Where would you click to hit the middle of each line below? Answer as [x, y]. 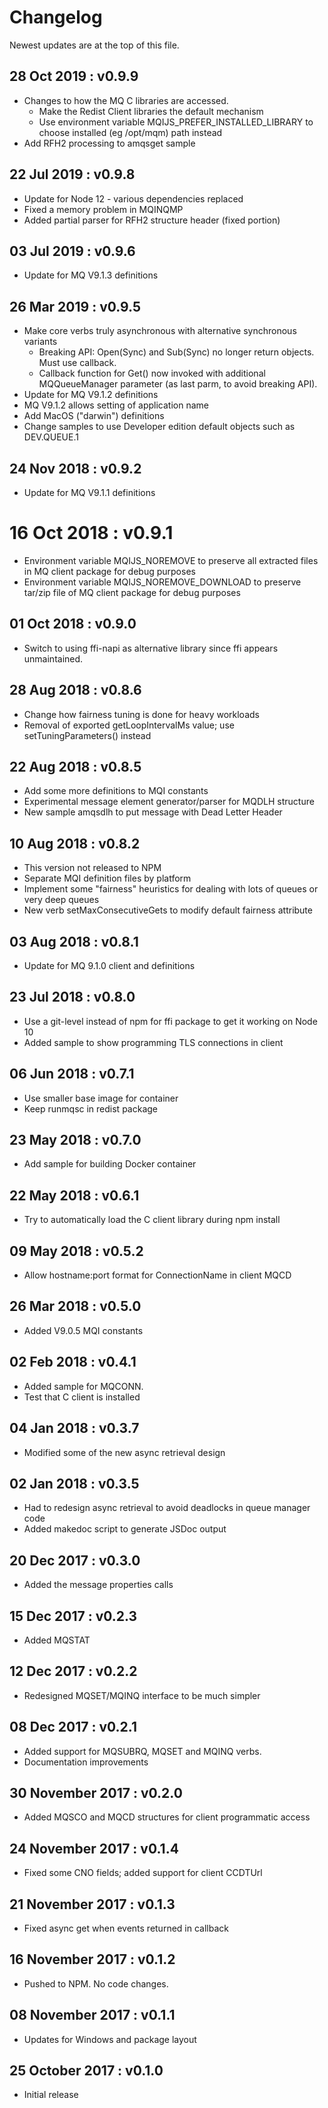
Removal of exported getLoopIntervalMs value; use [129, 725]
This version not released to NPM [92, 868]
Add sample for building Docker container [110, 1164]
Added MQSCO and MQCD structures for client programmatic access [167, 1817]
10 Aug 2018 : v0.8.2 [75, 843]
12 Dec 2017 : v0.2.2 [73, 1671]
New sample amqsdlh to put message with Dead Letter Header [153, 812]
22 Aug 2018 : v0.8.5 [75, 766]
